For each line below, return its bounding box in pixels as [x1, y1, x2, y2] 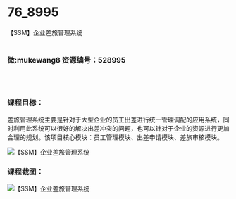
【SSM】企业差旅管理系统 [7, 28, 83, 37]
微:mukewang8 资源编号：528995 [7, 55, 126, 65]
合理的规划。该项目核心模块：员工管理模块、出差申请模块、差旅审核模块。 [7, 133, 223, 141]
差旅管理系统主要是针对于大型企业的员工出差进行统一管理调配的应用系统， [7, 115, 223, 124]
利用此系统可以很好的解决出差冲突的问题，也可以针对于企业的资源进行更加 [13, 124, 230, 132]
